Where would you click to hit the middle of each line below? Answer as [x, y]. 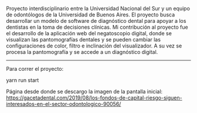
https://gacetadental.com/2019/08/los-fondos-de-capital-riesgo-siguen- [94, 98]
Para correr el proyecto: [35, 69]
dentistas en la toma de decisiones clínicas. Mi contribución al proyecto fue [97, 27]
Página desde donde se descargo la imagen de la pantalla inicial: [84, 91]
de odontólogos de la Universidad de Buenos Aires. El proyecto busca [91, 15]
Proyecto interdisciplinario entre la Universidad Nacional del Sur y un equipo [98, 8]
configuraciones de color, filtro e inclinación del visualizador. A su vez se [94, 46]
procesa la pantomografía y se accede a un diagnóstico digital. [82, 52]
